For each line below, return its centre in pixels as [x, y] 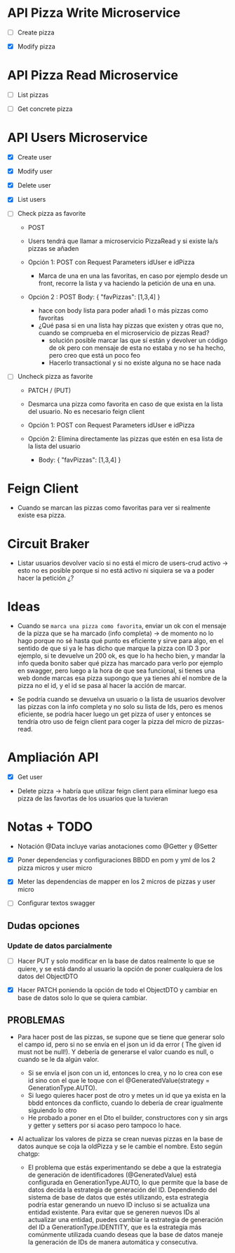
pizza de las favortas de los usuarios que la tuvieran [93, 798]
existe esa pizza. [42, 515]
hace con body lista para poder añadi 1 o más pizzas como [123, 311]
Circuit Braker [48, 544]
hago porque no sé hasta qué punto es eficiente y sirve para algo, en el [120, 641]
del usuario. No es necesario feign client [86, 412]
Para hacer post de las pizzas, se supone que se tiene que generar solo [121, 1037]
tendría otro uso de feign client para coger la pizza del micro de [109, 722]
